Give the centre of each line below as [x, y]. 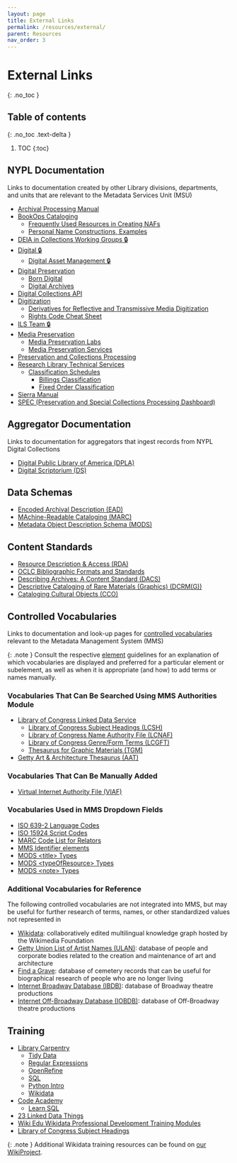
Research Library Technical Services [71, 364]
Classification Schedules [64, 372]
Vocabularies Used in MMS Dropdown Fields [85, 810]
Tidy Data [42, 1055]
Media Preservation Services [70, 349]
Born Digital [45, 278]
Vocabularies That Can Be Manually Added [82, 776]
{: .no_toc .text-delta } [39, 134]
